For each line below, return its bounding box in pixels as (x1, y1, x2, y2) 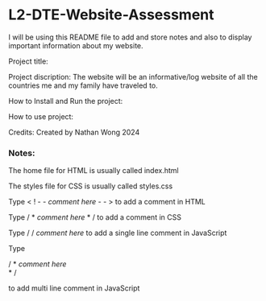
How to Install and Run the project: (8, 96, 123, 105)
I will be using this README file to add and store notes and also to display (8, 32, 252, 42)
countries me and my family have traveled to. (8, 80, 159, 90)
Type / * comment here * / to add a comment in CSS (8, 212, 181, 222)
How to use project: (8, 111, 74, 122)
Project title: (8, 56, 48, 66)
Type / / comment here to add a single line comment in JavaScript (8, 228, 227, 238)
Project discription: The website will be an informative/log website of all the (8, 72, 258, 81)
